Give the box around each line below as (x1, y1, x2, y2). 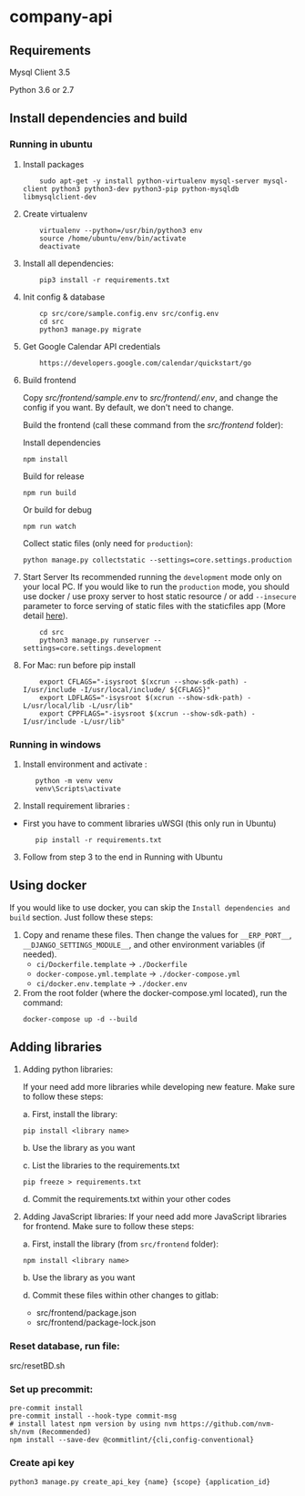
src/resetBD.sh (9, 1359, 66, 1371)
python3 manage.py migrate (39, 325, 142, 334)
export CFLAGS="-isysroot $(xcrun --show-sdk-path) (39, 677, 239, 687)
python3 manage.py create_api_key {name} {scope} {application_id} (9, 1477, 271, 1486)
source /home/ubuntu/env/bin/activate (39, 234, 187, 243)
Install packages (22, 158, 85, 169)
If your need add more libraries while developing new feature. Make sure (22, 1081, 296, 1092)
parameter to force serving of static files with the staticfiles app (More (22, 600, 286, 611)
